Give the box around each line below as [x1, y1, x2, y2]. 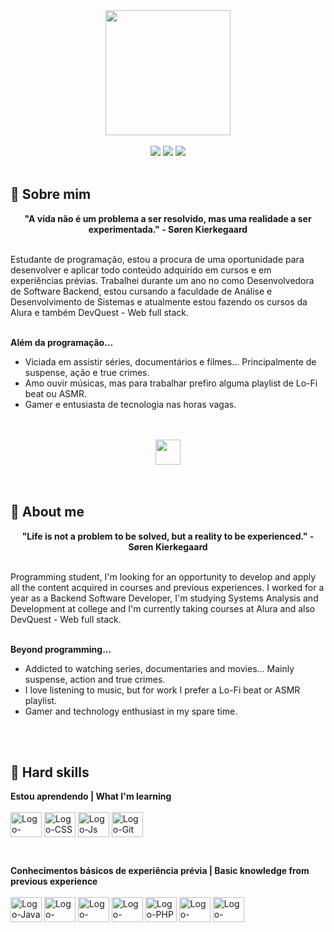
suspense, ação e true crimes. [24, 366, 150, 378]
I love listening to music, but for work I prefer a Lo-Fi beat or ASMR [24, 684, 301, 696]
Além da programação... [10, 336, 114, 348]
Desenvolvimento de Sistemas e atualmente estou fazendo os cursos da [10, 295, 308, 308]
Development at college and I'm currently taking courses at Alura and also [10, 602, 316, 614]
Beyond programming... [10, 643, 112, 655]
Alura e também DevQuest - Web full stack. [10, 306, 190, 318]
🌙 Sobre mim [10, 186, 92, 203]
